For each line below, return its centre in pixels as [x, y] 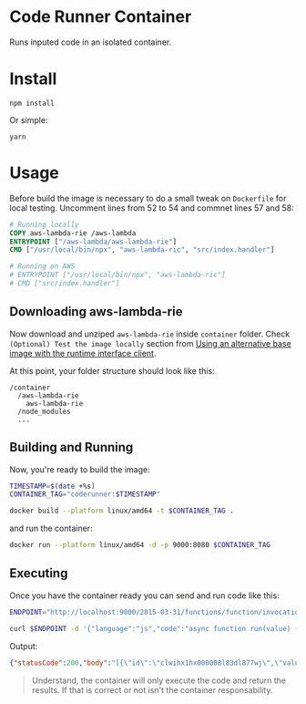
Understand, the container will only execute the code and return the [159, 680]
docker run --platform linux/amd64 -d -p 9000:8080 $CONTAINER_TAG [140, 545]
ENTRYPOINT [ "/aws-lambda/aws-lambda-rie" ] [93, 242]
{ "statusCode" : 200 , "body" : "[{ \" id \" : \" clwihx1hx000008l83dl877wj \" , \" [146, 663]
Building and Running [71, 447]
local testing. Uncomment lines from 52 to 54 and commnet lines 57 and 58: [152, 208]
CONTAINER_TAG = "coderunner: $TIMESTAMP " [85, 494]
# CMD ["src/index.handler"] [65, 284]
